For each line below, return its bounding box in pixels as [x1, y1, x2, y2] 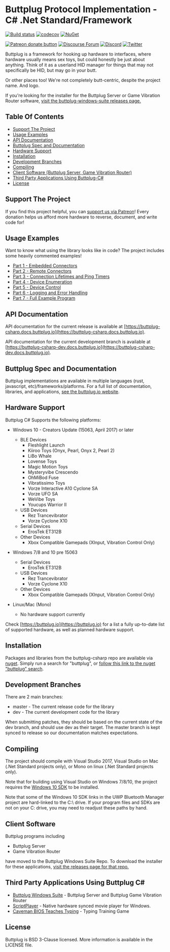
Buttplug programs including [5, 833, 65, 839]
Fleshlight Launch [27, 442, 65, 448]
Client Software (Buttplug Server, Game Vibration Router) [12, 169, 132, 175]
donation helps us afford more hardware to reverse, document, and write [5, 214, 157, 220]
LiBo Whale [27, 453, 52, 459]
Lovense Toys [27, 458, 57, 464]
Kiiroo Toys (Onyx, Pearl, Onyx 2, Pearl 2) [27, 447, 115, 454]
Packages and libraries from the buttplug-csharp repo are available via [5, 655, 153, 661]
